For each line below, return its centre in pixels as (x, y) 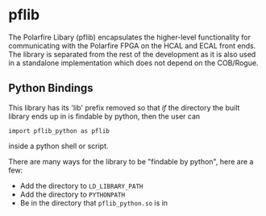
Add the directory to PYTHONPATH (73, 194)
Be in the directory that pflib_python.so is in (94, 202)
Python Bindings (51, 88)
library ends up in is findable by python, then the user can (104, 116)
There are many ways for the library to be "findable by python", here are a (131, 161)
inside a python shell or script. (58, 146)
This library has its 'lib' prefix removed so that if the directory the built (124, 107)
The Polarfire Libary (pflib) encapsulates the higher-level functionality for (130, 37)
